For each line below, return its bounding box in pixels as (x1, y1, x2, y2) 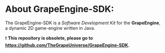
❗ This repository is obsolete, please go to (5, 35, 93, 41)
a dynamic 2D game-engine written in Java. (5, 25, 95, 31)
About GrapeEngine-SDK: (5, 3, 114, 15)
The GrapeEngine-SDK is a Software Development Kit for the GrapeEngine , (5, 20, 161, 26)
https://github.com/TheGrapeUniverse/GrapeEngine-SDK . (5, 42, 130, 48)
